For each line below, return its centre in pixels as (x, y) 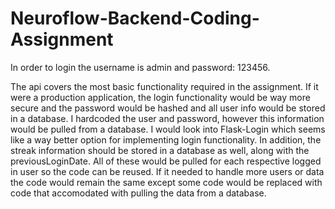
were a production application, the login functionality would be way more (160, 97)
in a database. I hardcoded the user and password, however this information (167, 118)
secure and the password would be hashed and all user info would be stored (168, 108)
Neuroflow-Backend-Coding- (135, 18)
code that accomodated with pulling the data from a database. (138, 193)
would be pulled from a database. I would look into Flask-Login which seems (168, 129)
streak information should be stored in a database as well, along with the (160, 150)
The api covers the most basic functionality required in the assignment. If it (164, 86)
